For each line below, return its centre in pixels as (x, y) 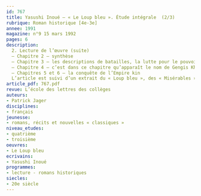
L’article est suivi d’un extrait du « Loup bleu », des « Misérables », (105, 78)
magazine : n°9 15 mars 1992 (41, 34)
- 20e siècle (22, 184)
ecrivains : (20, 156)
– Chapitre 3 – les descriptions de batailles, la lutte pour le (95, 62)
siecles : (17, 179)
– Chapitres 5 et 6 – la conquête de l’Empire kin (76, 73)
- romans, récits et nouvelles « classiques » (65, 123)
